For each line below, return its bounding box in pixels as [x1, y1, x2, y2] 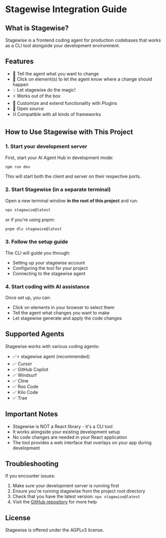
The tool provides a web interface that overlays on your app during [12, 439, 152, 445]
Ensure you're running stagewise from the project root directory [12, 488, 145, 494]
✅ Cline [12, 377, 29, 383]
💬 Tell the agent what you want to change [12, 70, 99, 76]
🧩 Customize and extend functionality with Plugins [12, 100, 118, 106]
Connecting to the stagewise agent [12, 270, 86, 277]
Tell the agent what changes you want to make [12, 310, 110, 316]
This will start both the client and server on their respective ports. [5, 173, 141, 179]
